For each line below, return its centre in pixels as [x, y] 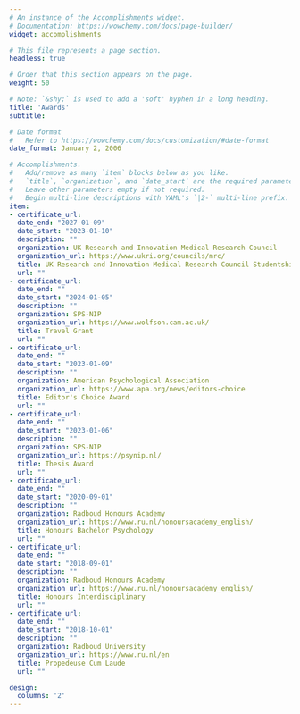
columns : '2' [42, 696]
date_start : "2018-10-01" [66, 630]
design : [24, 688]
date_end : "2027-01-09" [61, 223]
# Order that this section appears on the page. [101, 75]
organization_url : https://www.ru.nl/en [93, 655]
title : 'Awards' [39, 107]
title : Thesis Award [55, 464]
